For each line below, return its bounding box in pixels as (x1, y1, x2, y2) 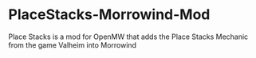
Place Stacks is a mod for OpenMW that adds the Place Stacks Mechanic (8, 32, 249, 41)
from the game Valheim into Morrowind (8, 40, 137, 49)
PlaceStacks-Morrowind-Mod (8, 6, 211, 24)
